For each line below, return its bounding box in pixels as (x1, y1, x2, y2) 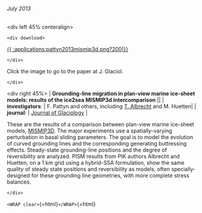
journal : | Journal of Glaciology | (7, 109, 88, 117)
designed (7, 172, 31, 179)
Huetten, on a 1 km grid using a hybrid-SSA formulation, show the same (7, 159, 185, 167)
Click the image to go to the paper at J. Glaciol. (7, 68, 124, 75)
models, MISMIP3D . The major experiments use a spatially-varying (7, 127, 172, 135)
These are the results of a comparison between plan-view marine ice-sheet (7, 121, 195, 128)
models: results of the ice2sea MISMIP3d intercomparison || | (7, 96, 165, 103)
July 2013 (7, 5, 31, 12)
